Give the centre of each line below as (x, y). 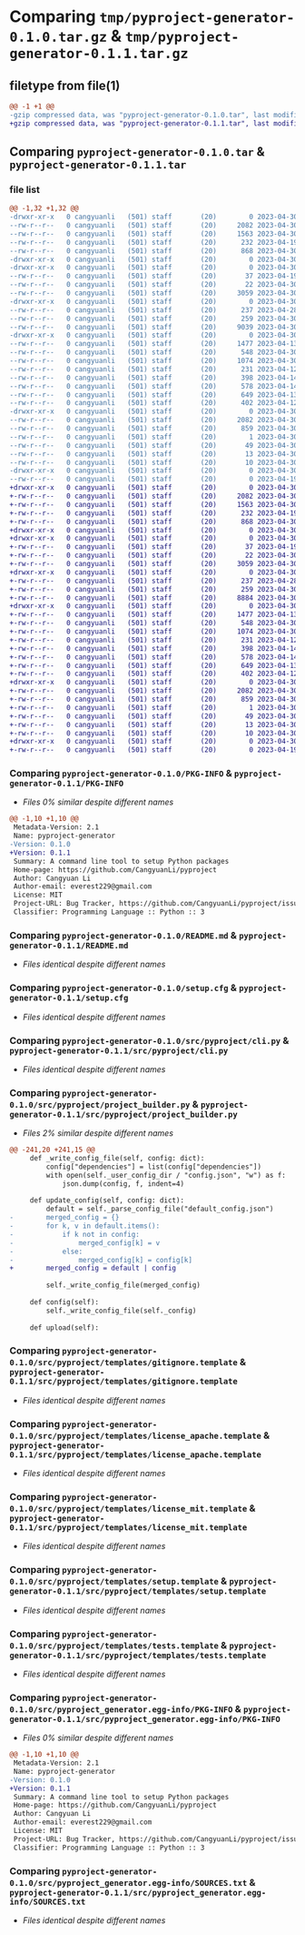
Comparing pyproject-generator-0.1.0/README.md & (123, 935)
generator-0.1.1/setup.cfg (69, 998)
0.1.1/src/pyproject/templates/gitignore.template (123, 1382)
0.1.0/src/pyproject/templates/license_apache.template (135, 1436)
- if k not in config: (75, 1234)
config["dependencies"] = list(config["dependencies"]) (153, 1167)
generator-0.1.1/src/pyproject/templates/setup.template (138, 1591)
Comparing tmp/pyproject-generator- (152, 17)
